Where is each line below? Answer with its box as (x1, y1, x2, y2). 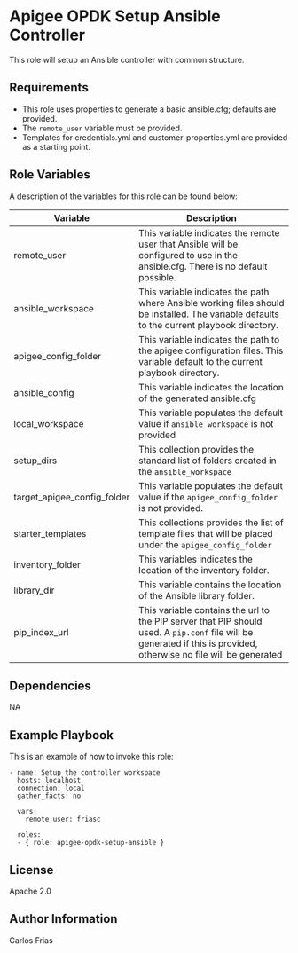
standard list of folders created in (138, 454, 277, 467)
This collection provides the (138, 443, 255, 455)
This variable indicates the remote (138, 226, 280, 239)
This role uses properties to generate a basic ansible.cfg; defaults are (21, 104, 277, 114)
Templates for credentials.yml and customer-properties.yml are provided (21, 131, 288, 143)
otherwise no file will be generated (138, 648, 283, 660)
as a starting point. (21, 141, 91, 152)
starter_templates (13, 527, 87, 540)
